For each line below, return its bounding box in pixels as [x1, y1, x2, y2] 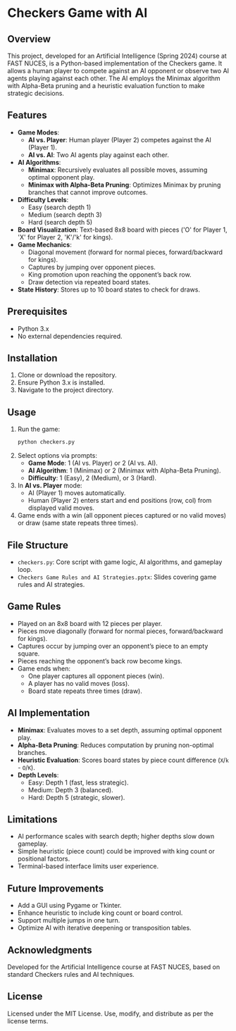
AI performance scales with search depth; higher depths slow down [17, 832, 215, 841]
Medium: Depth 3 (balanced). [27, 785, 114, 794]
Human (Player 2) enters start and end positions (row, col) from [27, 496, 212, 505]
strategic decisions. [7, 89, 65, 97]
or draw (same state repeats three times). [17, 519, 139, 527]
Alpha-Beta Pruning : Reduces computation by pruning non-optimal [17, 741, 214, 749]
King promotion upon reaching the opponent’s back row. [27, 270, 192, 279]
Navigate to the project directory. [17, 386, 114, 394]
